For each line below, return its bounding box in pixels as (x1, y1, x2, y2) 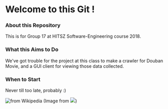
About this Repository (5, 22, 61, 29)
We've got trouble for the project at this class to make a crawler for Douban (5, 58, 163, 64)
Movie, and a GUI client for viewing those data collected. (5, 63, 124, 69)
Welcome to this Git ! (5, 4, 95, 15)
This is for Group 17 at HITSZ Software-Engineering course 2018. (5, 33, 142, 39)
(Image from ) (43, 98, 77, 104)
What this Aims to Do (5, 46, 59, 53)
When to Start (5, 75, 41, 83)
